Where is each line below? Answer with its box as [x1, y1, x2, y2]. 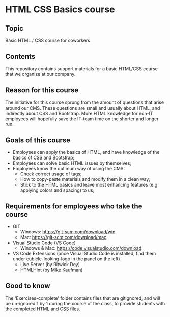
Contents [5, 52, 36, 61]
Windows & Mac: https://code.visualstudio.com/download [20, 245, 141, 251]
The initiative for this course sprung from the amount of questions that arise [5, 99, 164, 105]
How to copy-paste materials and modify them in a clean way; [20, 176, 151, 182]
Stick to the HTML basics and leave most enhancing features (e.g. [20, 182, 159, 188]
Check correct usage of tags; [20, 171, 82, 177]
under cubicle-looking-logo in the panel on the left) [12, 256, 121, 262]
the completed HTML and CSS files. [5, 306, 80, 312]
